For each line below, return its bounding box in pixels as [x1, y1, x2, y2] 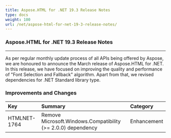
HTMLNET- [8, 114, 36, 122]
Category [130, 103, 154, 110]
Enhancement [130, 118, 163, 125]
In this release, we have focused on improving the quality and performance [5, 66, 163, 72]
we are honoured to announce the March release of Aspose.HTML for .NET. [5, 60, 164, 66]
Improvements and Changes [5, 89, 77, 97]
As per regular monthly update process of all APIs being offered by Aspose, [5, 55, 164, 61]
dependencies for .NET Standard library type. [5, 77, 101, 83]
